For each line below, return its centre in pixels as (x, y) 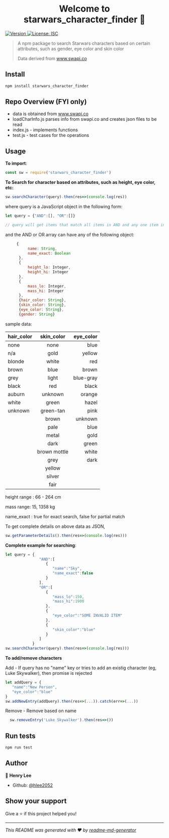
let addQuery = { (23, 682)
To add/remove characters (33, 658)
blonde (16, 361)
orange (89, 394)
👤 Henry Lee (18, 775)
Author (16, 763)
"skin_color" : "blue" (74, 629)
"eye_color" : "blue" (32, 692)
